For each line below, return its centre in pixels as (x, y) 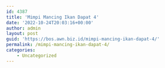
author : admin (24, 28)
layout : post (22, 34)
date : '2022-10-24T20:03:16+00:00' (50, 22)
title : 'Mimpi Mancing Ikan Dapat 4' (53, 17)
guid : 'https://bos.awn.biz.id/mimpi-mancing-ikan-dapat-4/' (83, 39)
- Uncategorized (37, 56)
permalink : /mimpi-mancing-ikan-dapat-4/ (58, 45)
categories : (21, 50)
